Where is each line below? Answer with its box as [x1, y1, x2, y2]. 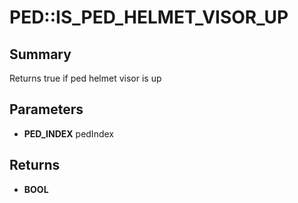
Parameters [9, 101, 84, 118]
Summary [9, 46, 72, 63]
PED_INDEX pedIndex [23, 127, 114, 140]
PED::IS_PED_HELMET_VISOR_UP [9, 6, 289, 29]
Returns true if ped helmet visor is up [9, 72, 162, 84]
